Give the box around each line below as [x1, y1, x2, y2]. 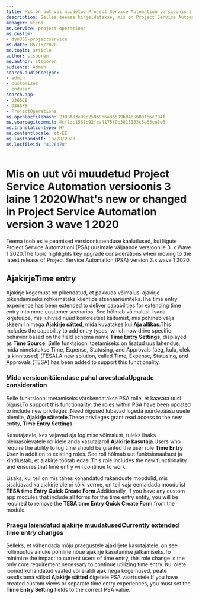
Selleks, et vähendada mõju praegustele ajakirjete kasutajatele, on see [6, 542, 178, 549]
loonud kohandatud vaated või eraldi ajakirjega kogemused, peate [6, 567, 167, 574]
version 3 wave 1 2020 [6, 218, 120, 231]
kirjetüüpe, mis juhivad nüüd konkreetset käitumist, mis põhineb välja [6, 315, 175, 322]
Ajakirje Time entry [6, 273, 76, 283]
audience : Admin [6, 64, 46, 70]
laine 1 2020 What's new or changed [6, 192, 187, 206]
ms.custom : [6, 31, 33, 37]
